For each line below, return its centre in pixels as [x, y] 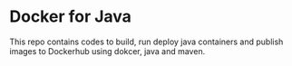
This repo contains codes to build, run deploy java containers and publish [146, 42]
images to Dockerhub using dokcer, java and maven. [107, 51]
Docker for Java [70, 17]
